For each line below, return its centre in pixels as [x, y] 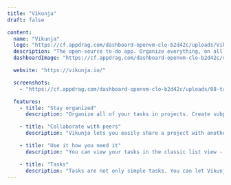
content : [20, 32]
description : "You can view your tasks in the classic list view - [124, 152]
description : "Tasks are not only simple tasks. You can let [115, 171]
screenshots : [32, 83]
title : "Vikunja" [32, 13]
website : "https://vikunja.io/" [60, 70]
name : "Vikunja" [36, 39]
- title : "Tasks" [44, 164]
